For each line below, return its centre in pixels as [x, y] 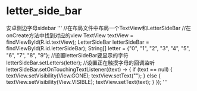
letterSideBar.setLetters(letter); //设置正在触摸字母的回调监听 [81, 63]
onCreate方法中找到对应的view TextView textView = [70, 35]
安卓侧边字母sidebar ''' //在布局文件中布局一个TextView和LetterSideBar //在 [99, 28]
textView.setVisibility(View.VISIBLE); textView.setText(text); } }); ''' [87, 82]
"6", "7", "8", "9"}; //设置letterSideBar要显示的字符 [68, 55]
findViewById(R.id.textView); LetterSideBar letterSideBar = [78, 42]
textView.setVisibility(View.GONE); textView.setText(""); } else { [83, 76]
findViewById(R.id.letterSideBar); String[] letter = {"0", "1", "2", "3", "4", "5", [98, 48]
